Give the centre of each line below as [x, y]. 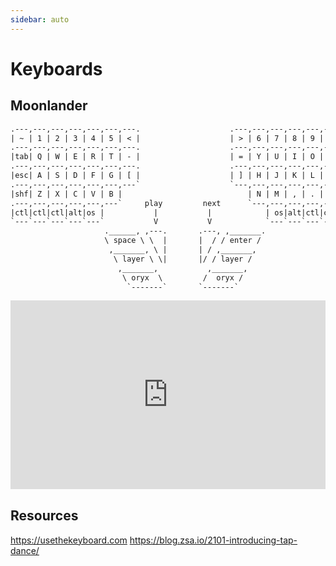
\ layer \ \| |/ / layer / [183, 259]
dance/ [25, 550]
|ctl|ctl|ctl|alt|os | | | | [140, 212]
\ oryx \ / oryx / [182, 277]
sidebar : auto [40, 19]
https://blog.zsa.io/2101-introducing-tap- [213, 540]
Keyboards [56, 68]
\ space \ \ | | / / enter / [183, 241]
